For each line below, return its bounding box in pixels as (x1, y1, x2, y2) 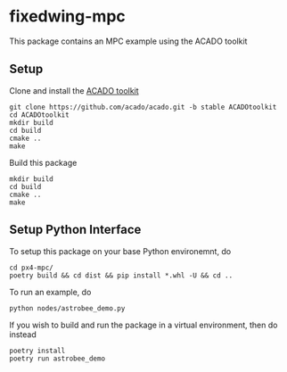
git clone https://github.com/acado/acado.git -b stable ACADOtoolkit (9, 103, 277, 112)
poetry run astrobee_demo (9, 354, 105, 363)
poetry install (9, 346, 66, 355)
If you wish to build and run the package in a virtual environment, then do (9, 319, 278, 330)
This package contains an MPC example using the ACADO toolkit (9, 36, 248, 46)
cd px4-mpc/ (9, 263, 53, 272)
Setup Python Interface (9, 222, 142, 237)
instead (9, 328, 37, 340)
